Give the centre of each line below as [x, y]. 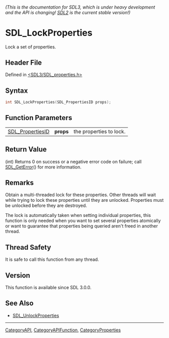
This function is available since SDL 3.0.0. [48, 288]
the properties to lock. [100, 131]
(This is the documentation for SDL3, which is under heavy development [80, 7]
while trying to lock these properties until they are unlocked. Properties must [84, 200]
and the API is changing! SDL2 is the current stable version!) [68, 12]
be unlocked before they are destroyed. [46, 206]
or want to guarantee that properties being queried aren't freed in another [82, 226]
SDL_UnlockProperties [36, 315]
